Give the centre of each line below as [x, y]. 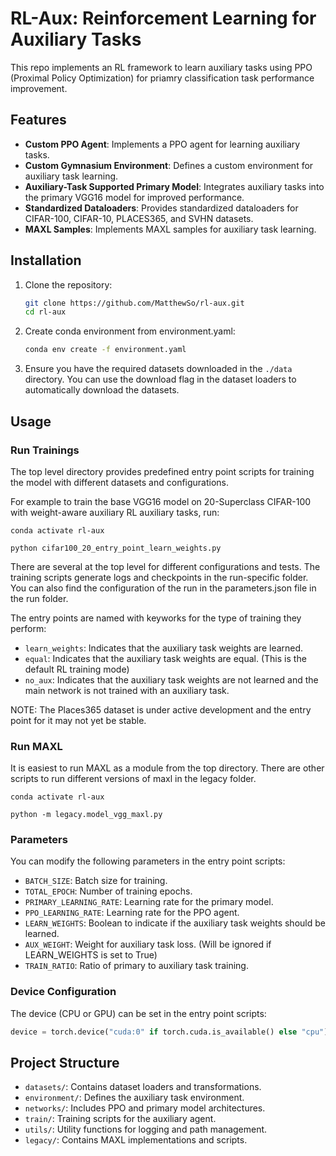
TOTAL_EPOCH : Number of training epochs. [108, 891]
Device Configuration [63, 992]
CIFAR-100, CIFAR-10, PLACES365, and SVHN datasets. [139, 218]
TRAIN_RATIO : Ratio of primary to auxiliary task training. [136, 966]
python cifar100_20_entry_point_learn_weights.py [116, 548]
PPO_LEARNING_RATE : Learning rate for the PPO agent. [132, 913]
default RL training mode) [77, 669]
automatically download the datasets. [102, 390]
